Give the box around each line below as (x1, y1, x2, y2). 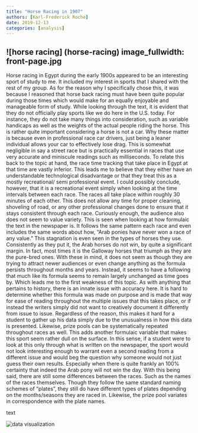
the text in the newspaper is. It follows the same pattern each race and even (6, 222, 191, 229)
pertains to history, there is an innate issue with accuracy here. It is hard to (6, 285, 188, 292)
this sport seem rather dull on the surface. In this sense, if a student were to (6, 335, 191, 342)
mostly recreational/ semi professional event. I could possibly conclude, (6, 178, 181, 186)
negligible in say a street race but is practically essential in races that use (6, 147, 184, 154)
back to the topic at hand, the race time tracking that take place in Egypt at (6, 160, 188, 167)
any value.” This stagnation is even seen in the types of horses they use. (6, 235, 183, 242)
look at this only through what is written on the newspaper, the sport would (6, 342, 189, 349)
